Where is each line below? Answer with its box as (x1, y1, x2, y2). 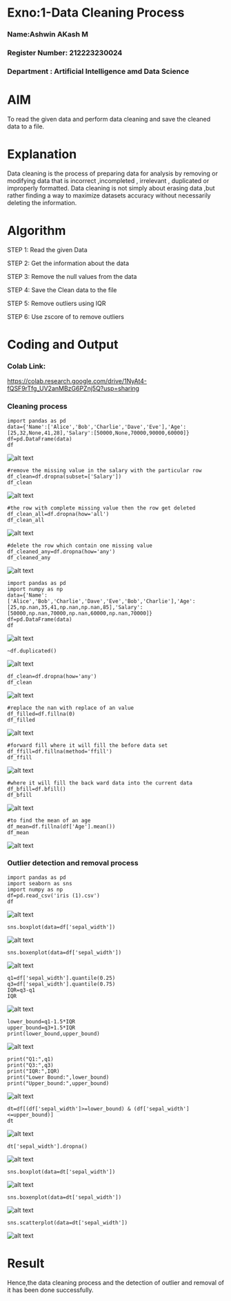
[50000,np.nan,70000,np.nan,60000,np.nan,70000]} (7, 610, 153, 617)
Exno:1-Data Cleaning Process (7, 5, 185, 21)
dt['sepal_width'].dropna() (7, 1143, 88, 1150)
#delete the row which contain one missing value (7, 542, 153, 549)
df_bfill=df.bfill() (7, 785, 67, 792)
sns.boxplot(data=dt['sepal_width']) (7, 1168, 116, 1175)
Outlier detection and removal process (7, 858, 139, 868)
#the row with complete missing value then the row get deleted (7, 504, 196, 512)
